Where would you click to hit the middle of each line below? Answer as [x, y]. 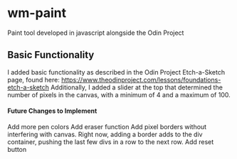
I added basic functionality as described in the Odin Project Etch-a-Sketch [116, 72]
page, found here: [34, 79]
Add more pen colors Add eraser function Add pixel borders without [107, 126]
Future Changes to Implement [52, 111]
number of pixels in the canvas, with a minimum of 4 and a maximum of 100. [119, 94]
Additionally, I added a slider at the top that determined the [137, 87]
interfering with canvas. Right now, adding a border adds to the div [105, 134]
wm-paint [37, 13]
